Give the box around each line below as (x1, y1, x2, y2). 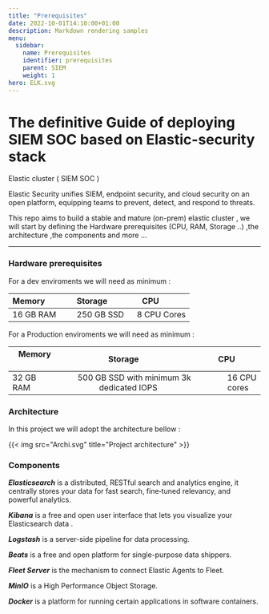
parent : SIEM (22, 64, 66, 72)
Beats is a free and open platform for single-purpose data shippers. (8, 550, 232, 559)
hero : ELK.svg (8, 79, 56, 87)
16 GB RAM (12, 309, 57, 320)
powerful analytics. (8, 495, 72, 505)
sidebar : (15, 42, 45, 50)
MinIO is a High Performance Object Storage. (8, 581, 159, 591)
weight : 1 (22, 71, 56, 79)
